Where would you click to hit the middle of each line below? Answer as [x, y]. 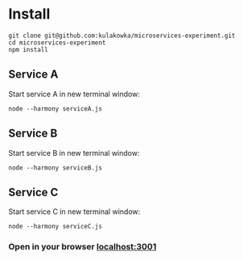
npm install [28, 49]
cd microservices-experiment [57, 42]
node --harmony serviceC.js [56, 227]
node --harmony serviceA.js [56, 109]
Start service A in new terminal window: [74, 94]
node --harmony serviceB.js [56, 168]
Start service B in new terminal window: [74, 153]
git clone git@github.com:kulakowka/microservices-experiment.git [122, 36]
